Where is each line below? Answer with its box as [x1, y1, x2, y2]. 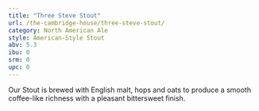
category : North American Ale [8, 26, 109, 34]
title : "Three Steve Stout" [8, 11, 102, 20]
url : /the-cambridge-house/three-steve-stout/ [8, 19, 165, 27]
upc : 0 [8, 63, 30, 71]
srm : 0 [8, 56, 30, 64]
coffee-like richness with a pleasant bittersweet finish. [8, 93, 186, 103]
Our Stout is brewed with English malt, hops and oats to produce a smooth [8, 85, 252, 94]
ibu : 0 [8, 48, 30, 56]
